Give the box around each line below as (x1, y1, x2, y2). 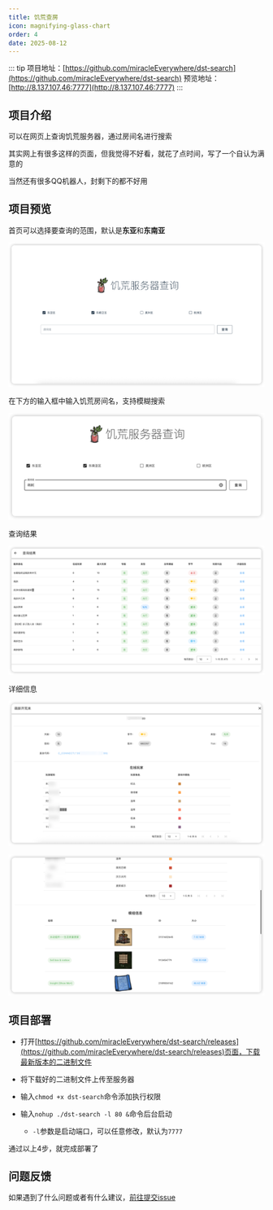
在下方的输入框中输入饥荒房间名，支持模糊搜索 (8, 396, 165, 406)
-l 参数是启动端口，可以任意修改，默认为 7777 (32, 1126, 183, 1136)
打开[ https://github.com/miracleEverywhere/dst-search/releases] (19, 1037, 240, 1046)
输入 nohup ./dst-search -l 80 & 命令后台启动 (19, 1108, 172, 1119)
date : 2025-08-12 (8, 39, 67, 47)
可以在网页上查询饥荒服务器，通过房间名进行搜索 (8, 131, 172, 142)
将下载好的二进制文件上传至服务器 (19, 1074, 135, 1084)
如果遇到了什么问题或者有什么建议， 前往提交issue (8, 1193, 176, 1203)
